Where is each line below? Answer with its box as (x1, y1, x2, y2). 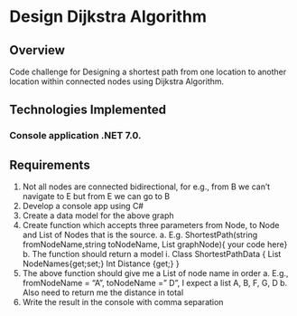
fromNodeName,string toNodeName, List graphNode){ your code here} (22, 239, 288, 250)
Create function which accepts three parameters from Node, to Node (22, 220, 280, 231)
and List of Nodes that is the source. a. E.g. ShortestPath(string (22, 229, 258, 241)
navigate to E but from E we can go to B (22, 191, 170, 202)
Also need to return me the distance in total (22, 287, 184, 298)
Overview (9, 43, 66, 58)
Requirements (9, 157, 90, 173)
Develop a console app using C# (22, 201, 144, 212)
